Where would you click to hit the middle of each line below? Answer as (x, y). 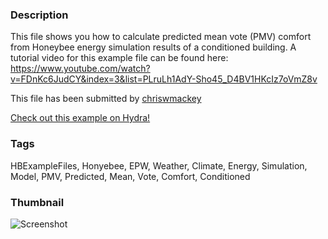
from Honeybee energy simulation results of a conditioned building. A (153, 47)
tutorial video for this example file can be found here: (119, 58)
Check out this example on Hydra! (80, 118)
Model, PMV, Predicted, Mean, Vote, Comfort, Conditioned (130, 176)
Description (39, 15)
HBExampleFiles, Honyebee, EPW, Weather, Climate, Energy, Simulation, (159, 165)
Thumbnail (37, 202)
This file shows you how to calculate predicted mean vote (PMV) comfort (161, 37)
